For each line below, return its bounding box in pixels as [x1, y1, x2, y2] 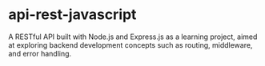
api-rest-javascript [8, 6, 137, 24]
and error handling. [8, 49, 72, 58]
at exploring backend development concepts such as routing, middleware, [8, 40, 253, 49]
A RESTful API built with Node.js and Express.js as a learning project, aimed [8, 32, 258, 41]
